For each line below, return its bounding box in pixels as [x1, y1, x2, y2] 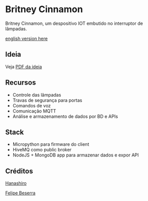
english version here [5, 35, 48, 42]
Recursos [5, 78, 36, 87]
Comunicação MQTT [12, 108, 56, 114]
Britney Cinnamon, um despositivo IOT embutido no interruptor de [5, 20, 143, 26]
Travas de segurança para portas [12, 97, 83, 103]
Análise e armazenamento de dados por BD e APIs [12, 113, 118, 119]
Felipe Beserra [5, 190, 35, 196]
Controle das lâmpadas [12, 92, 61, 98]
